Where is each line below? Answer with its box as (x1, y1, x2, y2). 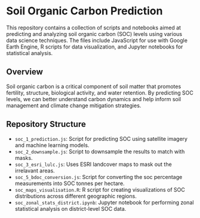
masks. (14, 154, 33, 161)
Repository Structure (6, 119, 87, 129)
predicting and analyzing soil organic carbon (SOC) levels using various (6, 30, 183, 37)
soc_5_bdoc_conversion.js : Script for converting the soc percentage (14, 173, 183, 180)
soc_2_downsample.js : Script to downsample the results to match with (14, 148, 185, 155)
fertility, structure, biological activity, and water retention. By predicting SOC (6, 89, 194, 96)
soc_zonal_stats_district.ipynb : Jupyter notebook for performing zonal (14, 199, 194, 206)
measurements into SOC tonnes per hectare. (14, 180, 125, 187)
